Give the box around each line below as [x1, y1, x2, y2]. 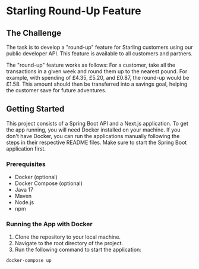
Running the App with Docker [6, 220, 93, 229]
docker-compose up [6, 258, 52, 264]
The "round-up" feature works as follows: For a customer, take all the [6, 61, 176, 68]
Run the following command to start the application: [14, 246, 141, 254]
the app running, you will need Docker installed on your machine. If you [6, 126, 181, 133]
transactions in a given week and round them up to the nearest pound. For [6, 68, 188, 75]
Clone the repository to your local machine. [14, 233, 121, 240]
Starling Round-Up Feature [6, 4, 141, 18]
